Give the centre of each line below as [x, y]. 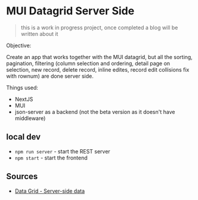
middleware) [30, 118]
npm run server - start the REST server [62, 151]
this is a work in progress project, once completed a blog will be [99, 27]
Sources [22, 176]
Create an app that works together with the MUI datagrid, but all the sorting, [99, 57]
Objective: [19, 45]
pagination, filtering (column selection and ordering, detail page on [88, 63]
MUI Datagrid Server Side [70, 11]
